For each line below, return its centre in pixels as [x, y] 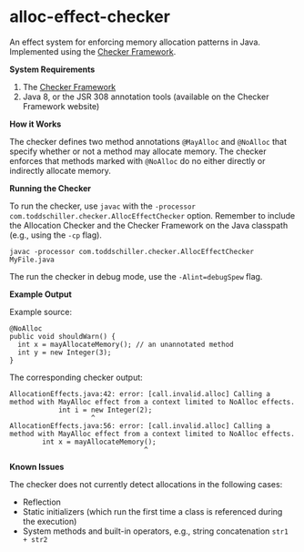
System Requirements [52, 69]
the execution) [50, 521]
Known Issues [37, 466]
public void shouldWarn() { [63, 336]
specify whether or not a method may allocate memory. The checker [138, 151]
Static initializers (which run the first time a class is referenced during [152, 511]
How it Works [35, 124]
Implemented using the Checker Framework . [93, 51]
